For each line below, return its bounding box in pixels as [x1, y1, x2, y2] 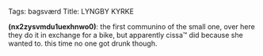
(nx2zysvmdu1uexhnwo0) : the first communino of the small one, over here [8, 22, 255, 31]
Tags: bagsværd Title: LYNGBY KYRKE [8, 7, 135, 16]
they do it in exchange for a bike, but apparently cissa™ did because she [8, 31, 243, 39]
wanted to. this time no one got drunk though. [8, 39, 158, 48]
